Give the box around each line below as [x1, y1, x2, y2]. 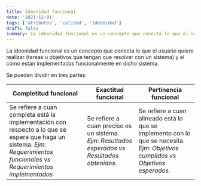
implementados [9, 170, 53, 179]
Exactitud [96, 86, 124, 94]
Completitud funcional [13, 89, 78, 98]
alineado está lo [138, 114, 184, 123]
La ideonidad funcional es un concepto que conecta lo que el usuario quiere [6, 47, 194, 54]
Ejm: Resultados [87, 137, 133, 145]
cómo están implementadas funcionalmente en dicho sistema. [6, 60, 160, 67]
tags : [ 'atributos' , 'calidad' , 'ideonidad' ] [6, 20, 121, 26]
